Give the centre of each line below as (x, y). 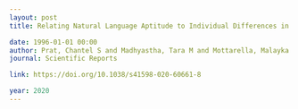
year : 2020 (29, 91)
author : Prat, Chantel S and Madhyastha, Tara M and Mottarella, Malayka (149, 50)
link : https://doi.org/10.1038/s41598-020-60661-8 (105, 75)
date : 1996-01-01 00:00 (54, 42)
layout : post (33, 17)
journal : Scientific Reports (63, 59)
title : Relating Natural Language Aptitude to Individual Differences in (149, 26)
